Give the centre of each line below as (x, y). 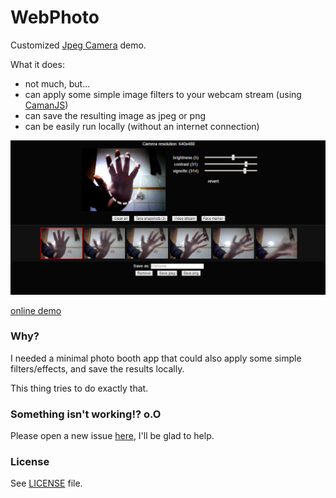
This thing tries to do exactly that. (79, 388)
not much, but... (57, 83)
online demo (36, 310)
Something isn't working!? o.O (86, 414)
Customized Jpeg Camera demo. (78, 45)
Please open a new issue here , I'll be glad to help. (112, 436)
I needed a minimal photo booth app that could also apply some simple (156, 358)
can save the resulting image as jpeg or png (115, 115)
